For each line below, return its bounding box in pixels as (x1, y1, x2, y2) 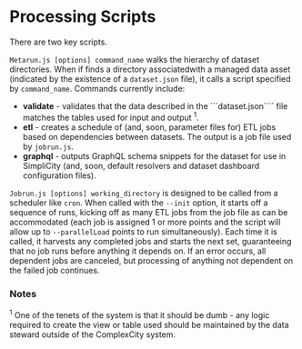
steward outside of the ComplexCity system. (9, 329, 176, 340)
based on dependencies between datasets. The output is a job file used (22, 131, 292, 142)
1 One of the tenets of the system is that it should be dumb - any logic (9, 307, 270, 320)
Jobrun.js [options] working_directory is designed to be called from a (9, 187, 279, 198)
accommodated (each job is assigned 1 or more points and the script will (9, 216, 281, 227)
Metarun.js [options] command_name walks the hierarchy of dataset (9, 54, 260, 65)
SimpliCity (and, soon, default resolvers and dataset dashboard (22, 160, 260, 171)
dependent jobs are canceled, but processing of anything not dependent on (9, 254, 294, 265)
